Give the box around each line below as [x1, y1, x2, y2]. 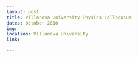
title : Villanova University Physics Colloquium [6, 14, 132, 20]
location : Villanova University [6, 31, 88, 37]
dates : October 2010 [6, 20, 59, 26]
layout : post [6, 8, 40, 15]
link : [6, 37, 20, 43]
